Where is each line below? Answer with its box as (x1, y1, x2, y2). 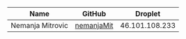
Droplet (135, 9, 161, 18)
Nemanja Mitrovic (10, 21, 68, 30)
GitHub (82, 9, 107, 18)
